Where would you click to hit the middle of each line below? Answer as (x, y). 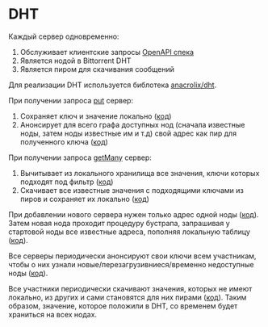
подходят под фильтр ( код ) (67, 182)
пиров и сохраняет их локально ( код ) (84, 199)
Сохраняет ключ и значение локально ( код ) (96, 116)
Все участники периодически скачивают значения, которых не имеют (130, 288)
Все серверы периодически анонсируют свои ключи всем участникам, (132, 256)
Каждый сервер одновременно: (64, 36)
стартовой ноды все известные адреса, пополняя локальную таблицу (129, 232)
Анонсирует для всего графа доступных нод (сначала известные (132, 124)
